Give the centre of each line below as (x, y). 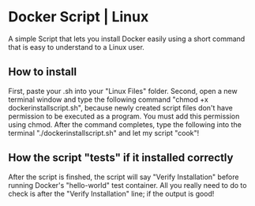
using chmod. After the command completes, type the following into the (125, 124)
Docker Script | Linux (79, 17)
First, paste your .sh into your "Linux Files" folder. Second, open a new (123, 91)
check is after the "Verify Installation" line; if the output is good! (111, 193)
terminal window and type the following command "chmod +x (109, 99)
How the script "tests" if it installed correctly (121, 158)
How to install (43, 72)
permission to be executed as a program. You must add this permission (124, 116)
